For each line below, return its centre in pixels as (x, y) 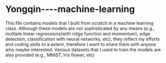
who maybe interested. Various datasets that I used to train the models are (83, 49)
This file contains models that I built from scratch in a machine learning (79, 23)
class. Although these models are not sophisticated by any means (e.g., (80, 28)
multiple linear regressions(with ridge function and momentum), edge (78, 33)
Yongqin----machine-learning (70, 9)
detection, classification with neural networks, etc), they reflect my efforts (82, 39)
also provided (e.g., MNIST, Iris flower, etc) (50, 55)
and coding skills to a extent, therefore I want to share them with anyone (81, 44)
